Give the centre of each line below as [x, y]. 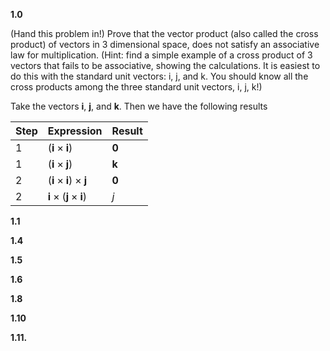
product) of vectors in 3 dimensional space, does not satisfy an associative [165, 44]
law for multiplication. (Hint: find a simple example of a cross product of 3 [161, 55]
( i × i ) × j [67, 180]
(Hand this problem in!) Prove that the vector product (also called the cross [164, 33]
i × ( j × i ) [67, 196]
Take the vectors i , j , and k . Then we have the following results [139, 106]
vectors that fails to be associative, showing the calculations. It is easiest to [165, 65]
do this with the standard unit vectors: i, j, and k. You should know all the [159, 76]
